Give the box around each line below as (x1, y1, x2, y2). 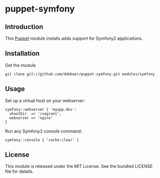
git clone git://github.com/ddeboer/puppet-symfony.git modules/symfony (5, 72, 155, 76)
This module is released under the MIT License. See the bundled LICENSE (5, 163, 153, 169)
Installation (5, 49, 40, 58)
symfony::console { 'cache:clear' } (5, 137, 79, 142)
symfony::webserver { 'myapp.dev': (5, 107, 77, 112)
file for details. (5, 168, 34, 175)
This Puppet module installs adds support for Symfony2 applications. (5, 35, 143, 41)
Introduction (5, 23, 44, 31)
